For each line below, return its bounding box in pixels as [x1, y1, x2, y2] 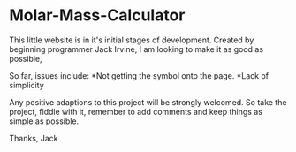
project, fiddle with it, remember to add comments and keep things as [9, 106, 263, 117]
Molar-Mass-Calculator [9, 5, 186, 26]
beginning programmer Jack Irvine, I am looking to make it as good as [9, 43, 263, 54]
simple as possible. [9, 116, 80, 126]
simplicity [9, 80, 44, 90]
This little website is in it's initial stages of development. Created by [9, 34, 254, 45]
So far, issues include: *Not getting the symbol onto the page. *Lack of [9, 70, 269, 80]
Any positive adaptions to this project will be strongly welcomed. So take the [9, 96, 287, 107]
